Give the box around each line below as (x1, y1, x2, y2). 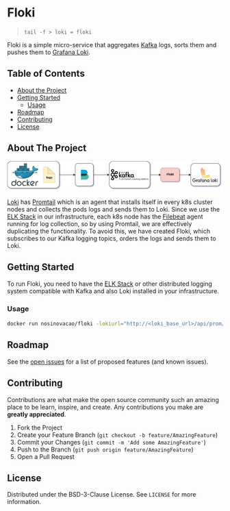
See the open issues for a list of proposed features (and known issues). (7, 358, 209, 366)
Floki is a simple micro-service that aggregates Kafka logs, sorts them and (7, 40, 217, 49)
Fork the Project (16, 423, 63, 432)
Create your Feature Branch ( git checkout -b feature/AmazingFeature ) (16, 430, 218, 439)
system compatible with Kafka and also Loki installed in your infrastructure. (7, 286, 219, 295)
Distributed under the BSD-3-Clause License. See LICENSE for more (7, 490, 196, 499)
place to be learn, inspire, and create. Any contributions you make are (7, 403, 204, 411)
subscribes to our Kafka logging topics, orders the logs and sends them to (7, 234, 217, 242)
